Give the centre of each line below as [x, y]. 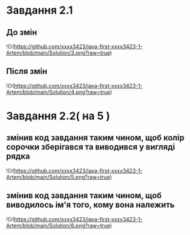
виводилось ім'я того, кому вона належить [91, 205]
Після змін [27, 72]
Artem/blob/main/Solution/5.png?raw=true [58, 177]
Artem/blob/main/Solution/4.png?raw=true [58, 92]
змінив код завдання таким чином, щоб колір [95, 138]
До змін [22, 32]
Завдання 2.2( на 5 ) [58, 116]
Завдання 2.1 [39, 10]
